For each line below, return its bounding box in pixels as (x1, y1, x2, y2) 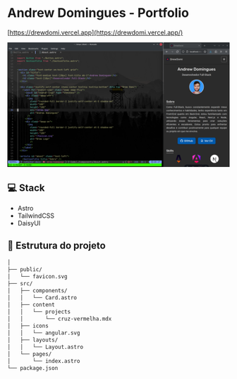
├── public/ (7, 266, 42, 273)
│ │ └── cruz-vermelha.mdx (7, 316, 112, 323)
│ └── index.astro (7, 358, 80, 365)
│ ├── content (7, 302, 55, 309)
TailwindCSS (17, 211, 55, 220)
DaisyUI (17, 219, 41, 228)
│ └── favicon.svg (7, 273, 68, 280)
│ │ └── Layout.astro (7, 344, 83, 351)
